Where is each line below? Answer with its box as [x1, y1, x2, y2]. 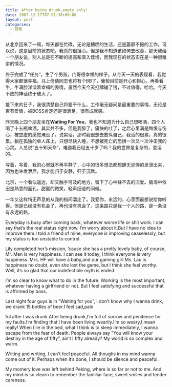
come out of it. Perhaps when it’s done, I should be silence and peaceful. [5, 356, 159, 362]
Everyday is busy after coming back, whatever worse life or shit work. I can [5, 219, 164, 226]
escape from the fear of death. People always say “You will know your [5, 330, 153, 336]
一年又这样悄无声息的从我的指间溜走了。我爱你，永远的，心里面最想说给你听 [5, 196, 167, 202]
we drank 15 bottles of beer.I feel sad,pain [5, 303, 94, 310]
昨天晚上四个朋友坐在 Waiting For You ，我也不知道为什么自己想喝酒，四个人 [5, 119, 165, 125]
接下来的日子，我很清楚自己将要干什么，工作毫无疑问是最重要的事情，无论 [5, 101, 162, 108]
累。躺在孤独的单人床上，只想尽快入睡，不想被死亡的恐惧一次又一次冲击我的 [5, 138, 167, 144]
